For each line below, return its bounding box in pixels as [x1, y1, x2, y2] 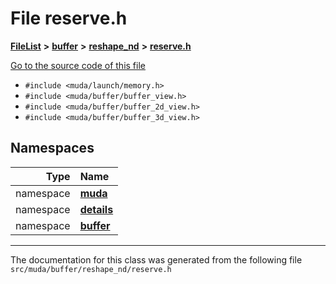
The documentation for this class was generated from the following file [10, 253, 303, 266]
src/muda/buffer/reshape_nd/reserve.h [10, 264, 172, 274]
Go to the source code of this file [10, 59, 146, 71]
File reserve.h [10, 7, 128, 30]
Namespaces [10, 140, 95, 157]
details [79, 202, 114, 216]
